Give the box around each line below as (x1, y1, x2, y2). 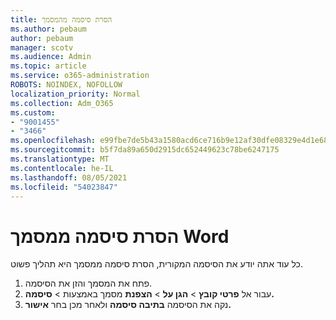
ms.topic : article (10, 61, 87, 71)
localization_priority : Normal (10, 89, 141, 99)
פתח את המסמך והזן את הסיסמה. (24, 277, 153, 290)
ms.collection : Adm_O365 (10, 98, 114, 108)
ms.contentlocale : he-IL (10, 163, 114, 173)
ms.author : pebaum (10, 24, 87, 34)
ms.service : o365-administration (10, 71, 150, 81)
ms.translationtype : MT (10, 154, 110, 164)
